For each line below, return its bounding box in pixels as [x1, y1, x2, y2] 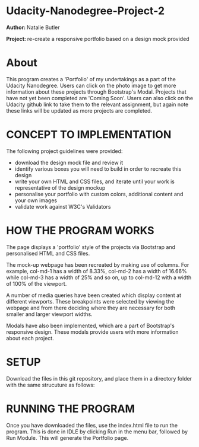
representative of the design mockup [14, 184, 106, 191]
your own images [14, 197, 58, 204]
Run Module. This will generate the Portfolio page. [6, 434, 129, 441]
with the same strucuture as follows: [6, 381, 95, 388]
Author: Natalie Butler [6, 24, 60, 31]
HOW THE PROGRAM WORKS [6, 224, 154, 237]
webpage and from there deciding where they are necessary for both [6, 304, 176, 311]
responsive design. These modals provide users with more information [6, 328, 179, 336]
